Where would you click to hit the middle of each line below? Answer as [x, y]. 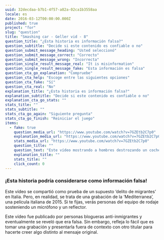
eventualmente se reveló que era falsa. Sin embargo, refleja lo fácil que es [80, 221]
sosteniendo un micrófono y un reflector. [46, 207]
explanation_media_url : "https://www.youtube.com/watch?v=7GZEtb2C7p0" [88, 137]
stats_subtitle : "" [25, 110]
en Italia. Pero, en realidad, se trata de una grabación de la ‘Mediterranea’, [79, 197]
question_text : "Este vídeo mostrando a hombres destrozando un [81, 150]
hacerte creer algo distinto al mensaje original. [52, 232]
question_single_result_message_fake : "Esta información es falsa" [75, 69]
